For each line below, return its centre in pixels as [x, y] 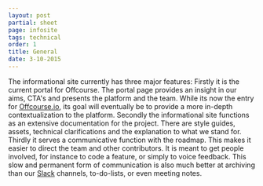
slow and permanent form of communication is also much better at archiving [131, 165]
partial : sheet [33, 23]
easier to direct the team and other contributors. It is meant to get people [126, 148]
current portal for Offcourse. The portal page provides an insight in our [122, 89]
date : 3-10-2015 [35, 60]
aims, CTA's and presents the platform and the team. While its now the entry [131, 98]
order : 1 [22, 45]
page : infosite [33, 30]
